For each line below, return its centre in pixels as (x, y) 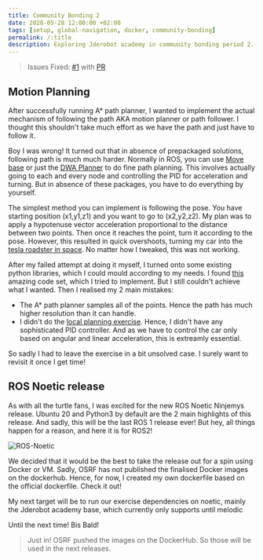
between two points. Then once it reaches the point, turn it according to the (130, 232)
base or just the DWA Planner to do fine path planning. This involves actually (131, 167)
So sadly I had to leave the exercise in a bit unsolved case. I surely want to (128, 353)
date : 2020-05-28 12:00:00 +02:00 (65, 23)
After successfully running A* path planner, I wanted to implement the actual (131, 110)
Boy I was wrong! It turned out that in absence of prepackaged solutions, (126, 151)
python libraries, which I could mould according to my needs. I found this (126, 273)
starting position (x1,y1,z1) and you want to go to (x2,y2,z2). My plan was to (130, 216)
